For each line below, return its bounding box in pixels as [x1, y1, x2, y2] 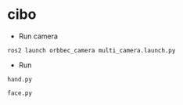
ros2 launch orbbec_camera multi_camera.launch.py [7, 46, 176, 54]
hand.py [7, 75, 33, 83]
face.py [7, 89, 33, 97]
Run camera [18, 31, 58, 41]
